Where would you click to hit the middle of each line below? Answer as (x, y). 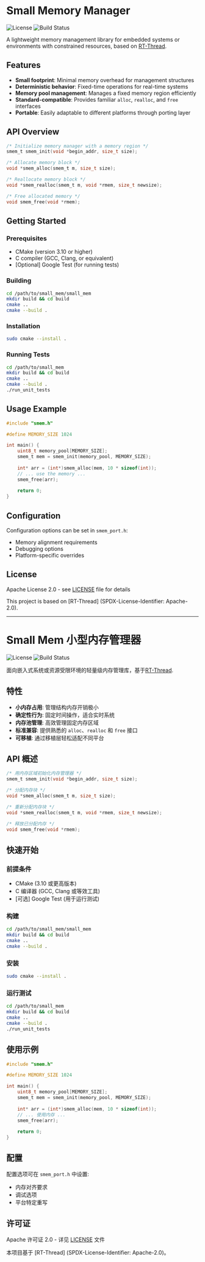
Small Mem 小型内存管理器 (74, 640)
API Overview (33, 132)
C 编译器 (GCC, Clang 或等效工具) (58, 891)
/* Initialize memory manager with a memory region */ (77, 146)
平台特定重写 (31, 1202)
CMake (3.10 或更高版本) (46, 883)
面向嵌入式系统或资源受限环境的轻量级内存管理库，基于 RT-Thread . (90, 670)
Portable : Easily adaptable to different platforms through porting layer (103, 112)
